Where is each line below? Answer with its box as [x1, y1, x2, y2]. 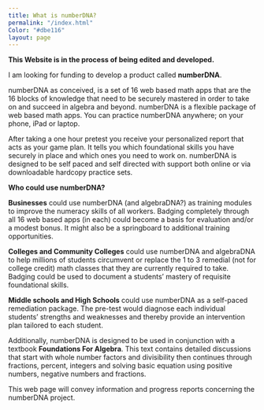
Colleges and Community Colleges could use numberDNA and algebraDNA [8, 247, 256, 257]
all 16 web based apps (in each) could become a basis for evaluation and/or [8, 215, 254, 224]
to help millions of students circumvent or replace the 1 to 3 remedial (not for [8, 255, 256, 264]
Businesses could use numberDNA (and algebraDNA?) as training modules [8, 198, 252, 208]
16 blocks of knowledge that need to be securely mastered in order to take [8, 94, 250, 103]
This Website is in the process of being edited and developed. [8, 55, 215, 65]
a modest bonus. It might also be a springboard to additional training [8, 223, 230, 233]
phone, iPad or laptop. [8, 119, 80, 128]
